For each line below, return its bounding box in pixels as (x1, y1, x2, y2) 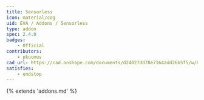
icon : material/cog (6, 15, 56, 21)
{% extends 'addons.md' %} (6, 87, 78, 95)
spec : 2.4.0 (6, 32, 36, 38)
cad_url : (6, 59, 29, 65)
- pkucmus (17, 54, 42, 60)
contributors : (6, 48, 42, 55)
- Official (17, 43, 45, 49)
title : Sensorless (6, 8, 53, 15)
